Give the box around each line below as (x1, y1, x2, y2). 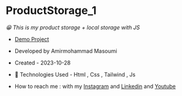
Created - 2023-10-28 (14, 59, 71, 66)
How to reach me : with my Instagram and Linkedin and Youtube (14, 83, 176, 90)
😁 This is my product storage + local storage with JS (5, 24, 140, 31)
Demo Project (14, 35, 49, 43)
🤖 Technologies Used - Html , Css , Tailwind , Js (14, 70, 136, 78)
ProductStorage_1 (5, 4, 97, 18)
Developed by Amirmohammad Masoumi (14, 47, 117, 55)
